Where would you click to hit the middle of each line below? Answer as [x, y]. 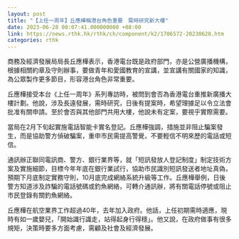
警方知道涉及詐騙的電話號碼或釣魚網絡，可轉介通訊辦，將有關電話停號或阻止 [119, 187]
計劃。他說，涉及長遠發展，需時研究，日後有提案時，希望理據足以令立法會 [122, 103]
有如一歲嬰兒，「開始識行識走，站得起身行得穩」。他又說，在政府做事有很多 [122, 219]
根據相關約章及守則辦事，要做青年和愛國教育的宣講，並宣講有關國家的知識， [119, 70]
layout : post [27, 14]
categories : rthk [33, 40]
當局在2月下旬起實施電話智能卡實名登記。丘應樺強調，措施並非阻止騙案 [112, 127]
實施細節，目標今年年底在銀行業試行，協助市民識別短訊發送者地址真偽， [126, 169]
